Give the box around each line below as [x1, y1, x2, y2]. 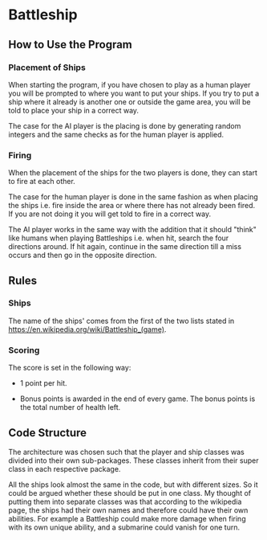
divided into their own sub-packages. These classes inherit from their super [8, 456, 259, 465]
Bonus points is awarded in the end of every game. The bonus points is [19, 394, 256, 403]
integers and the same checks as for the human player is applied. [8, 129, 225, 139]
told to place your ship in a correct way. [8, 105, 139, 115]
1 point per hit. [19, 378, 67, 388]
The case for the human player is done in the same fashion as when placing [8, 192, 258, 202]
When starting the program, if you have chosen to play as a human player [8, 80, 251, 89]
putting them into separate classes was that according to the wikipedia [8, 497, 242, 506]
